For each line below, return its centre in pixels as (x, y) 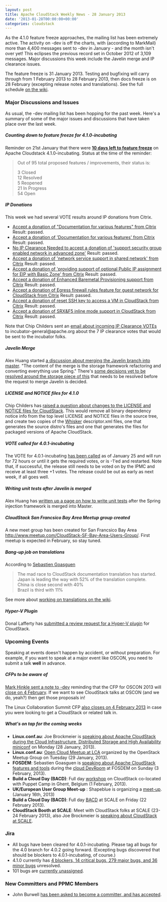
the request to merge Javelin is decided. (46, 382)
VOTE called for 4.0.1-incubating (40, 444)
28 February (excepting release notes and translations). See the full (74, 84)
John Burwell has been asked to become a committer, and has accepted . (87, 895)
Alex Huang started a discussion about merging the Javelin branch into (78, 361)
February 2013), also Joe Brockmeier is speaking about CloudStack (88, 816)
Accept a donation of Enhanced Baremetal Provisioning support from (83, 280)
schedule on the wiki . (27, 89)
